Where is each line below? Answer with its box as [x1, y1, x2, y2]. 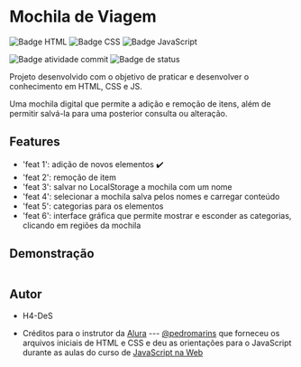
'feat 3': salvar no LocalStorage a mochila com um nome [22, 181, 233, 192]
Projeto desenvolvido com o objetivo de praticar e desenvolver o [9, 71, 250, 82]
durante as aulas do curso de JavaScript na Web [22, 347, 204, 358]
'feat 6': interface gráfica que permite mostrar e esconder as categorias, [22, 210, 292, 221]
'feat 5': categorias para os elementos [22, 201, 164, 212]
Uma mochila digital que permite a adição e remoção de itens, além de [9, 98, 272, 109]
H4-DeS [22, 310, 53, 322]
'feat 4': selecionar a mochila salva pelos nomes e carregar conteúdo [22, 191, 280, 202]
